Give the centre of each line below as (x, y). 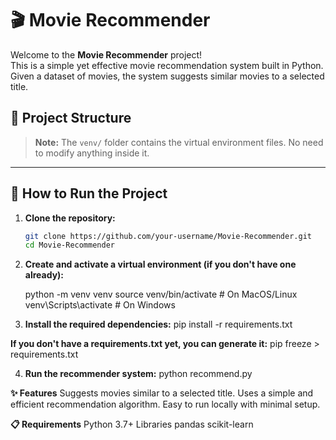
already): (44, 275)
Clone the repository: (70, 218)
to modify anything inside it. (92, 153)
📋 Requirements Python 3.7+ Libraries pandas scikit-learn (132, 424)
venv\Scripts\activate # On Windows (100, 305)
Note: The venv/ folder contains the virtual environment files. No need (179, 142)
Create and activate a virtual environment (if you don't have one (160, 264)
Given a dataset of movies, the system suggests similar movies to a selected (167, 76)
